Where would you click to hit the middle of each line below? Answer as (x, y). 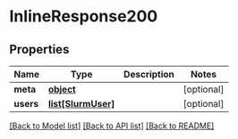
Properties (39, 49)
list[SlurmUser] (81, 104)
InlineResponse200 (84, 16)
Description (149, 74)
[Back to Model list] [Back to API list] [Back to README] (112, 126)
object (62, 89)
